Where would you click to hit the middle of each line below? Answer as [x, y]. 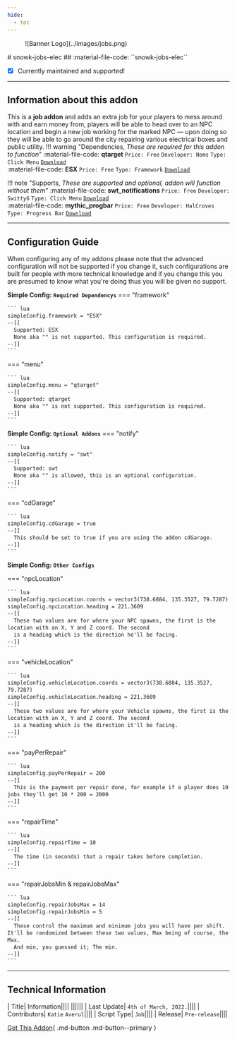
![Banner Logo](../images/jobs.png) [76, 43]
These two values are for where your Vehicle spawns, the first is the [121, 711]
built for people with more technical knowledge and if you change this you [115, 274]
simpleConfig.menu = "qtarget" [53, 385]
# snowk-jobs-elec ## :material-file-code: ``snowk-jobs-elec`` [98, 57]
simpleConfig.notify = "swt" [50, 455]
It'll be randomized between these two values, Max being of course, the [118, 933]
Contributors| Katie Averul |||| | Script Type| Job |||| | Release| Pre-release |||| [117, 1014]
